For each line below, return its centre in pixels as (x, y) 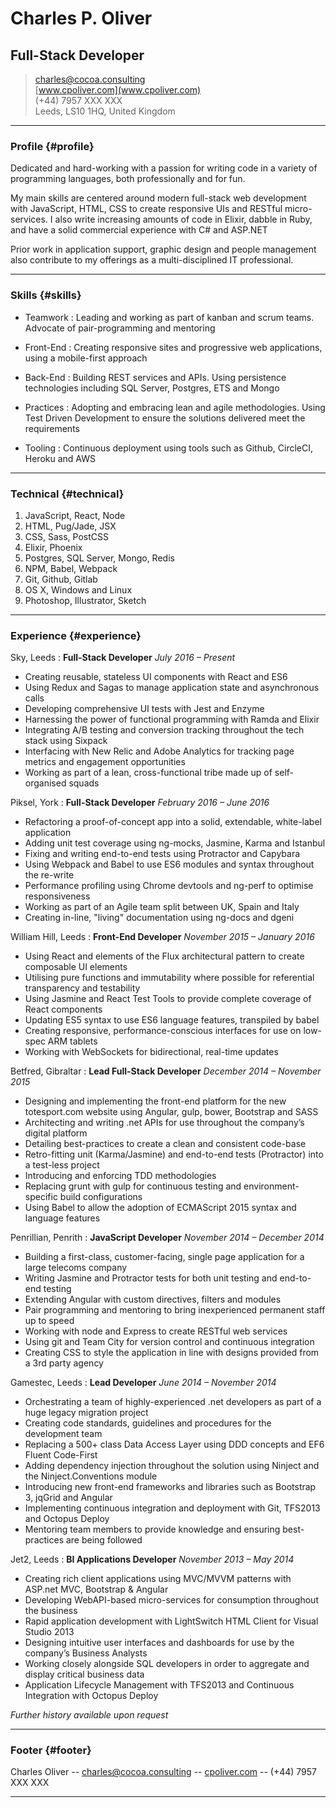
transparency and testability (82, 988)
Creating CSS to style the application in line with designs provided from (172, 1353)
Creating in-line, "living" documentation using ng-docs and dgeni (159, 918)
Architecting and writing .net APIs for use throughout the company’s (164, 1123)
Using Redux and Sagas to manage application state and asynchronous (172, 688)
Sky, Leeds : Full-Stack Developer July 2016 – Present (123, 658)
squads (84, 783)
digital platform (56, 1133)
